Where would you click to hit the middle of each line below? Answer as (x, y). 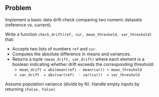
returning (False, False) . (31, 89)
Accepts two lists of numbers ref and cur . (54, 48)
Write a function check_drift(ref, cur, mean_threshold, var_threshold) (79, 34)
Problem (18, 8)
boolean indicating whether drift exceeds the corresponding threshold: (83, 64)
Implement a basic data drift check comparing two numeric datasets (74, 19)
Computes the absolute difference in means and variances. (71, 54)
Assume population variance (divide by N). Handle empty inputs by (72, 84)
